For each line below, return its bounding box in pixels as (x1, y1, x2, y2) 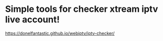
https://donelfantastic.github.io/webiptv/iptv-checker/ (5, 30, 115, 36)
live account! (5, 14, 60, 25)
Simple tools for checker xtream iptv (5, 3, 159, 15)
